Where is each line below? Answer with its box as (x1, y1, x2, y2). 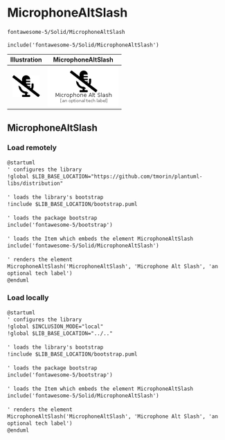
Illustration (10, 55, 43, 64)
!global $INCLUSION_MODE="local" (7, 323, 104, 330)
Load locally (7, 293, 49, 302)
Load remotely (7, 143, 57, 152)
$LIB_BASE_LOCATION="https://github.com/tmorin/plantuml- (32, 173, 203, 180)
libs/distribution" (7, 180, 64, 187)
